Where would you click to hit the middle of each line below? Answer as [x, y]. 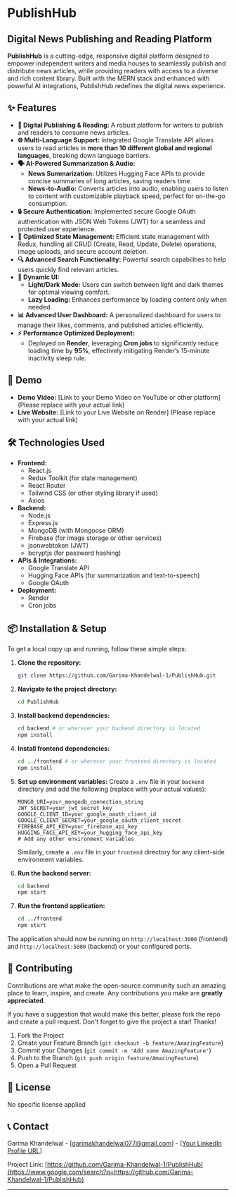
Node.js [39, 515]
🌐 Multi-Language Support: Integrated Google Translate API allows [116, 140]
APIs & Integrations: [47, 560]
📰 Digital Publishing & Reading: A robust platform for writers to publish [120, 125]
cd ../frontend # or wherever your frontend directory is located [117, 761]
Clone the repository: [49, 663]
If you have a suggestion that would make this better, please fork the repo [114, 1014]
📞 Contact [28, 1127]
